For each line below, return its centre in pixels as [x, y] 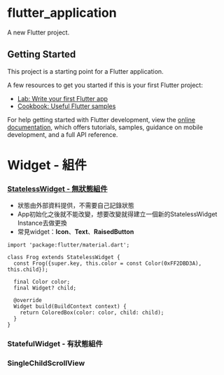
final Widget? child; [45, 288]
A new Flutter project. [38, 32]
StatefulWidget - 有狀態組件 [55, 344]
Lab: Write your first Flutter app [63, 98]
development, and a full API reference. [63, 134]
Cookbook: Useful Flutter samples [66, 106]
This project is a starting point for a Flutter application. [85, 71]
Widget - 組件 [47, 165]
